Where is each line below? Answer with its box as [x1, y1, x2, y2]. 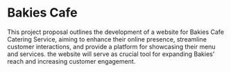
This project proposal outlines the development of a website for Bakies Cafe [7, 28, 224, 36]
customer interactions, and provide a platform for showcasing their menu [7, 42, 216, 51]
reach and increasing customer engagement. [7, 57, 136, 65]
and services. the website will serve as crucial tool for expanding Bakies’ [7, 50, 215, 58]
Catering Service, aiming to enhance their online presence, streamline [7, 35, 207, 43]
